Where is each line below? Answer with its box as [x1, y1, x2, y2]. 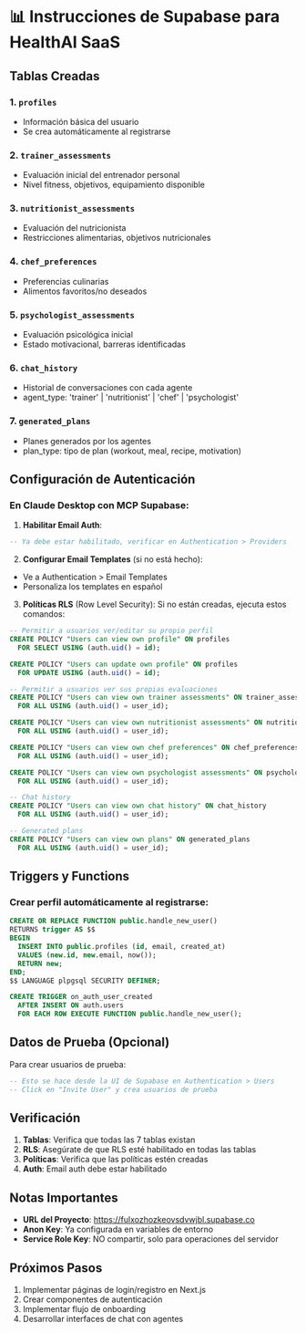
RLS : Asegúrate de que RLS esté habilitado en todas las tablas [22, 1144, 257, 1155]
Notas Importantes [9, 1190, 118, 1205]
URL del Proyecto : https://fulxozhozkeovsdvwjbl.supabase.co [22, 1214, 255, 1225]
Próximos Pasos [9, 1260, 103, 1276]
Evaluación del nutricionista [22, 223, 127, 234]
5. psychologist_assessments [9, 308, 135, 321]
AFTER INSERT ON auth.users [17, 1001, 125, 1010]
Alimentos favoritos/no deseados [22, 286, 148, 297]
